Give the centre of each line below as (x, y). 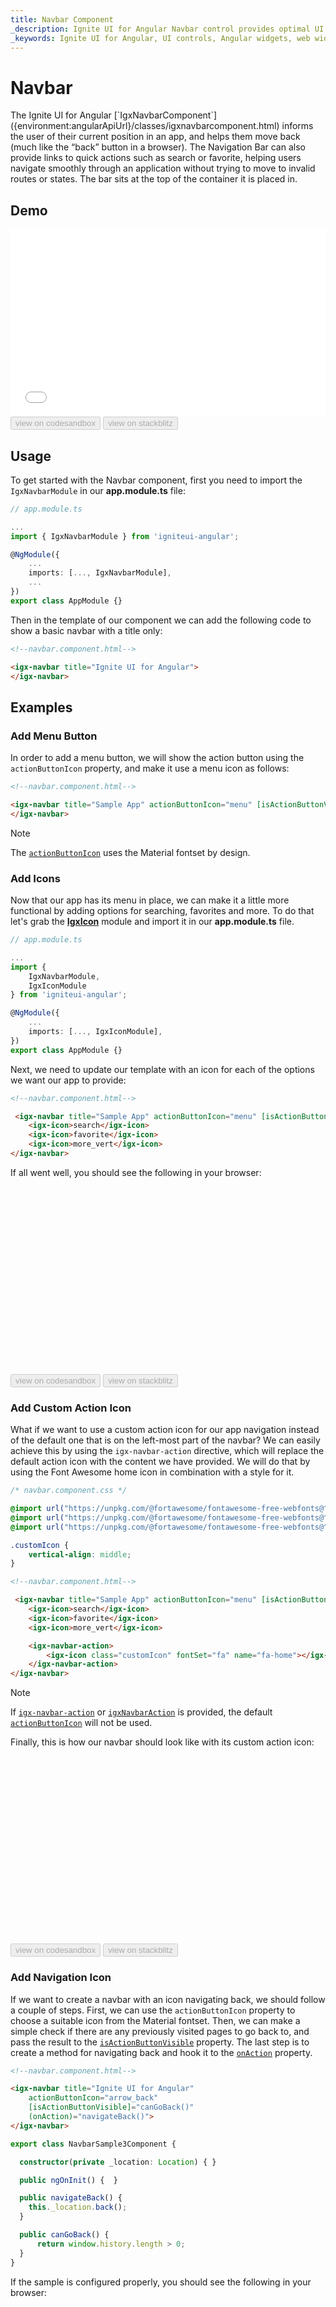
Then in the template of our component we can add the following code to (161, 620)
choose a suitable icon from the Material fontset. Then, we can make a (155, 2020)
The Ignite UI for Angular (61, 115)
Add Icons (35, 878)
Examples (41, 707)
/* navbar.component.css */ (69, 1491)
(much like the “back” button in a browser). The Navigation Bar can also (158, 147)
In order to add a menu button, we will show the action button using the (157, 758)
